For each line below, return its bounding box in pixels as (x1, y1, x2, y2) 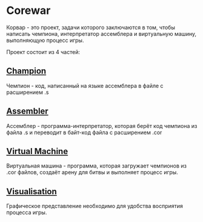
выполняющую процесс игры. (6, 36, 84, 44)
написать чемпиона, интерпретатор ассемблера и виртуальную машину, (6, 30, 197, 37)
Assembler (6, 106, 48, 116)
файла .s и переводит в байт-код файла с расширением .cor (6, 129, 162, 136)
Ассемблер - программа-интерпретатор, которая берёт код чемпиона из (6, 122, 198, 129)
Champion (6, 66, 47, 76)
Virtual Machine (6, 146, 68, 156)
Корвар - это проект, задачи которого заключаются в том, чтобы (6, 24, 176, 31)
